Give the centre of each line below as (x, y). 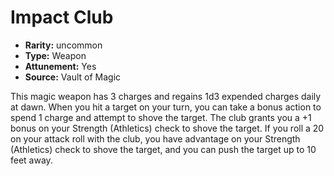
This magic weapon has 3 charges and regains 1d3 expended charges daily (166, 96)
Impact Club (62, 17)
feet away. (31, 160)
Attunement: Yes (60, 66)
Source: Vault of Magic (73, 77)
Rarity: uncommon (63, 45)
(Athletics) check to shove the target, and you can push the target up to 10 (163, 149)
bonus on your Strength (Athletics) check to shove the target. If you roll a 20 (167, 128)
